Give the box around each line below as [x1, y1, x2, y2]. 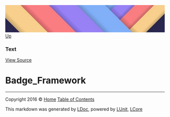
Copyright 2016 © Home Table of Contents [5, 96, 95, 102]
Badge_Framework [5, 75, 86, 86]
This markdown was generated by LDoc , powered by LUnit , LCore [5, 106, 143, 112]
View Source [5, 57, 32, 63]
